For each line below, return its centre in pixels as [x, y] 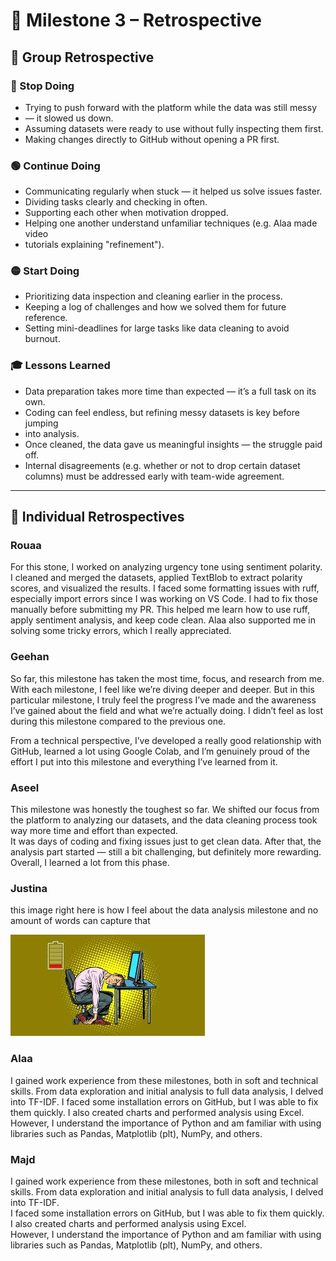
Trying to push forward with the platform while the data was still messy [171, 107]
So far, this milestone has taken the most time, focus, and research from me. [167, 678]
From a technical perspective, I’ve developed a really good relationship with [166, 740]
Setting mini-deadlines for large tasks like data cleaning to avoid [157, 328]
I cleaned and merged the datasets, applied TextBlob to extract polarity [156, 578]
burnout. [42, 339]
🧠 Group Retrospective [82, 57]
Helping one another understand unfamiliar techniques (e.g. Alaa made [171, 223]
